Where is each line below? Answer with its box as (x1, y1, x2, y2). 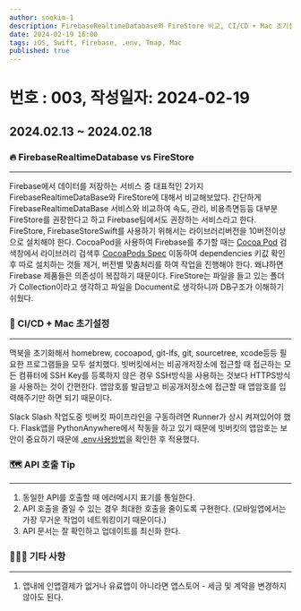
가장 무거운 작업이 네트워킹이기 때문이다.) (21, 514, 168, 525)
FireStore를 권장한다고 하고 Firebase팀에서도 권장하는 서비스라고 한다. (9, 214, 257, 225)
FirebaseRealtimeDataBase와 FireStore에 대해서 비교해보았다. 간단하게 (9, 192, 262, 202)
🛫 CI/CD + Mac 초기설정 (9, 317, 110, 330)
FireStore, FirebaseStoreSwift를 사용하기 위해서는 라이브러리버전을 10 (9, 226, 258, 236)
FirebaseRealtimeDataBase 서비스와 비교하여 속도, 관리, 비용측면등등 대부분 (9, 203, 279, 213)
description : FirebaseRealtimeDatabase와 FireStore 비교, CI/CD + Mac (9, 22, 273, 30)
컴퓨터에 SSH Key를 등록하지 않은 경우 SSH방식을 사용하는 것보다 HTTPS (18, 370, 277, 381)
